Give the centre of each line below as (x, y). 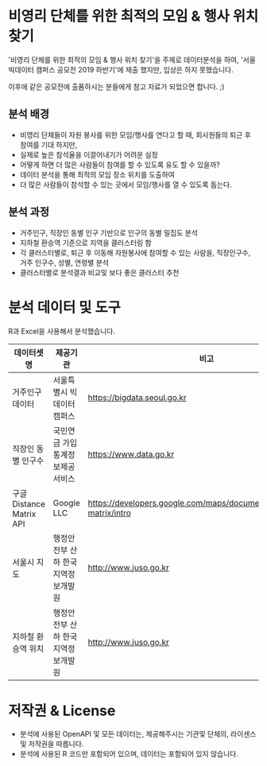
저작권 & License (62, 711)
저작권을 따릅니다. (56, 744)
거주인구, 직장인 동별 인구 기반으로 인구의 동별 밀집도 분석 (109, 232)
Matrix (24, 514)
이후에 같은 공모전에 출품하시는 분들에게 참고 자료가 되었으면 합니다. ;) (116, 86)
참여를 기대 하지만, (48, 145)
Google (67, 503)
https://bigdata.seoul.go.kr (137, 397)
